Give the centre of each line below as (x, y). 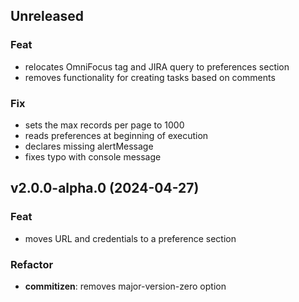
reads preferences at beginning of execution (116, 135)
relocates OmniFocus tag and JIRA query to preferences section (157, 66)
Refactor (32, 264)
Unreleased (47, 16)
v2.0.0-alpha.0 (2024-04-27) (105, 188)
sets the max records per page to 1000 (104, 125)
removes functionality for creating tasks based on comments (150, 77)
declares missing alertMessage (89, 146)
